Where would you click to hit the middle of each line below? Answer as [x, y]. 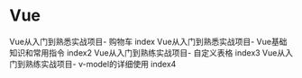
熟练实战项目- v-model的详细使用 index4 [101, 64]
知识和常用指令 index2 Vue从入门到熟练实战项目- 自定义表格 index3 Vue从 [147, 52]
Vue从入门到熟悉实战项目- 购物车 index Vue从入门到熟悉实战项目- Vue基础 [148, 41]
